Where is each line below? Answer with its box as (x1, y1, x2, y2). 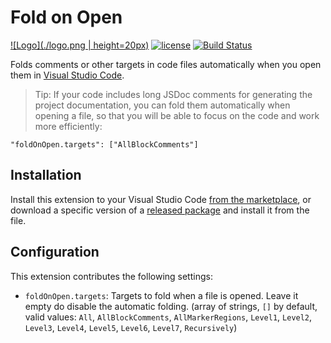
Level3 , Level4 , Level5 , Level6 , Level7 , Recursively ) (24, 321, 238, 333)
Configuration (10, 244, 100, 261)
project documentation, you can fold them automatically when (34, 99, 291, 111)
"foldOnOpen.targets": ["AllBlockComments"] (10, 139, 199, 150)
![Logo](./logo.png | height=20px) (10, 39, 150, 51)
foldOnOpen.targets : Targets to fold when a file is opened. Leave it (24, 289, 299, 301)
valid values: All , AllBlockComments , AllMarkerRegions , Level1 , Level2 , (24, 311, 313, 323)
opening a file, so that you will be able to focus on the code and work (34, 109, 320, 121)
